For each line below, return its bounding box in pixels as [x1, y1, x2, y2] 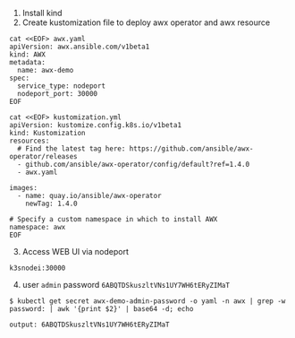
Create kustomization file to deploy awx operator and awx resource [21, 17, 271, 28]
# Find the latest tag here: [17, 144, 126, 153]
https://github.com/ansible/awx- [129, 144, 254, 153]
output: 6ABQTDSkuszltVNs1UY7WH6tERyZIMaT [9, 320, 170, 329]
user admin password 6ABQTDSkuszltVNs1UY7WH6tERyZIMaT [21, 280, 231, 290]
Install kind [21, 8, 63, 18]
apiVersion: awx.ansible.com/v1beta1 [9, 42, 150, 51]
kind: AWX [9, 50, 46, 59]
